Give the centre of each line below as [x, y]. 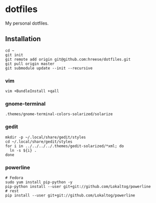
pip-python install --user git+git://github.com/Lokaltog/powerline [78, 186]
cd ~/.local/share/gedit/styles [39, 142]
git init [14, 55]
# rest [12, 191]
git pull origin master [30, 64]
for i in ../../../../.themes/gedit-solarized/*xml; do [64, 146]
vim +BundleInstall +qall [32, 91]
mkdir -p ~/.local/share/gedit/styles [45, 137]
